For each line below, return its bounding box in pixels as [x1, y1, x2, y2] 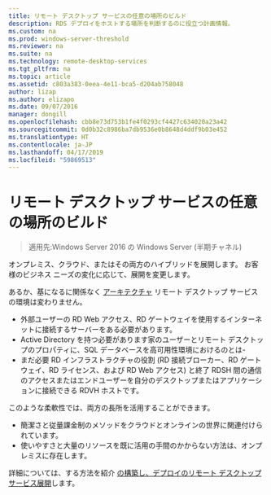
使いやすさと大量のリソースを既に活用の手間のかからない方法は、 [20, 440, 242, 450]
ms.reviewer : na [8, 42, 63, 50]
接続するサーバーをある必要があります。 [42, 325, 177, 335]
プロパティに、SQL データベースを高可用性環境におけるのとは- [34, 345, 246, 355]
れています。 [20, 431, 63, 440]
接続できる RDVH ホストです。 [42, 386, 144, 396]
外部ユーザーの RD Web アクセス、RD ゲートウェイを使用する [20, 314, 227, 324]
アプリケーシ [219, 375, 263, 385]
